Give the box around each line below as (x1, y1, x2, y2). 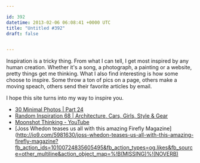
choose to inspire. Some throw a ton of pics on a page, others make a (6, 76, 177, 84)
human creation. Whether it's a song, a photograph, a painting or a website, (6, 64, 192, 71)
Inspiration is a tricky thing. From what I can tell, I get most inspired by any (6, 57, 189, 64)
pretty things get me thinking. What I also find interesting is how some (6, 70, 179, 78)
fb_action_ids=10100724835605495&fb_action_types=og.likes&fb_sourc (14, 144, 193, 151)
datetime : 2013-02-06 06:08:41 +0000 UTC (6, 19, 111, 26)
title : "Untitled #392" (6, 25, 66, 31)
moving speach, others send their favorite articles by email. (6, 83, 152, 90)
